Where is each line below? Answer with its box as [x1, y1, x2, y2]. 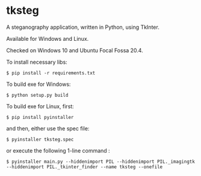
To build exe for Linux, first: [6, 103, 74, 110]
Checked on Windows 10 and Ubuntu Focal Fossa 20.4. [6, 46, 143, 54]
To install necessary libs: [6, 58, 67, 65]
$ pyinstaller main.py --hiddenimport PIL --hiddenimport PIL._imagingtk [6, 159, 196, 165]
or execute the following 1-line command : [6, 147, 110, 154]
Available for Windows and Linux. [6, 35, 89, 42]
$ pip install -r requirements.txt [6, 70, 96, 76]
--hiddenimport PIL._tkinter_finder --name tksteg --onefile [6, 163, 163, 170]
